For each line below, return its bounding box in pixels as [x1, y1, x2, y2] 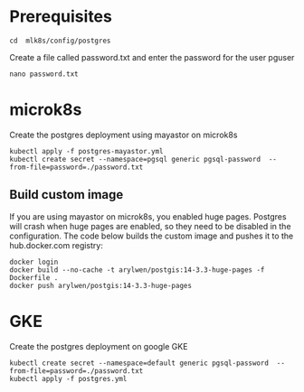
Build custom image [9, 187, 124, 202]
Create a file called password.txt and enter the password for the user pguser [9, 51, 295, 62]
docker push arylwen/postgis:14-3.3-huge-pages [9, 281, 193, 290]
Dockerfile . [9, 273, 59, 282]
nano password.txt [9, 70, 79, 79]
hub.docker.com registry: [9, 239, 104, 250]
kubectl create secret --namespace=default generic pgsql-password [9, 359, 270, 368]
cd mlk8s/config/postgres [9, 36, 111, 45]
